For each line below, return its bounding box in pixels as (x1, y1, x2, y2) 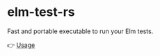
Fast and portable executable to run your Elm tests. (7, 27, 154, 35)
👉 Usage (7, 41, 35, 49)
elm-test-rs (7, 4, 75, 20)
